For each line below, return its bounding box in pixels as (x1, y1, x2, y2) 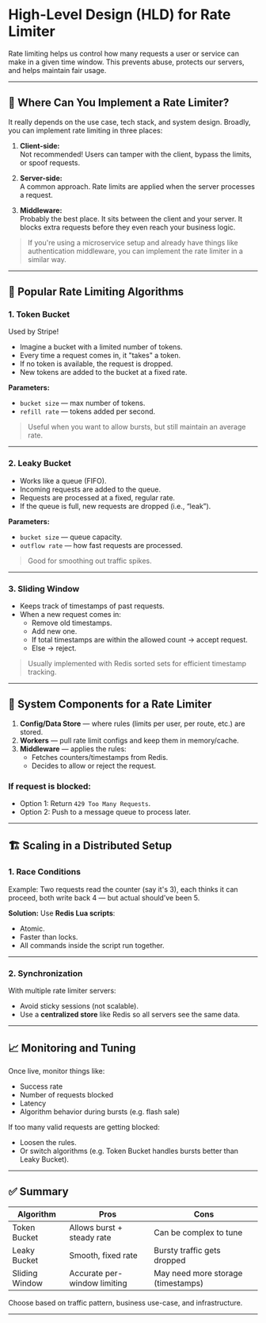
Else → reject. (31, 643, 77, 653)
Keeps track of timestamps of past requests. (19, 601, 165, 611)
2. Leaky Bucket (8, 458, 71, 469)
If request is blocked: (8, 781, 91, 792)
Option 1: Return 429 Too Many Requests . (19, 799, 151, 808)
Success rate (19, 1082, 63, 1091)
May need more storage (154, 1267, 243, 1279)
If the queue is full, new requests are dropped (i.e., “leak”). (19, 501, 211, 511)
